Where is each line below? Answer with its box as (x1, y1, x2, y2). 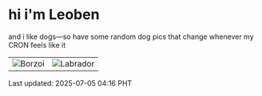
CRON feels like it (8, 40, 66, 49)
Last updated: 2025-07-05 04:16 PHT (8, 78, 133, 88)
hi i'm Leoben (8, 6, 100, 24)
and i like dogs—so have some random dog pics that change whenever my (8, 32, 254, 41)
